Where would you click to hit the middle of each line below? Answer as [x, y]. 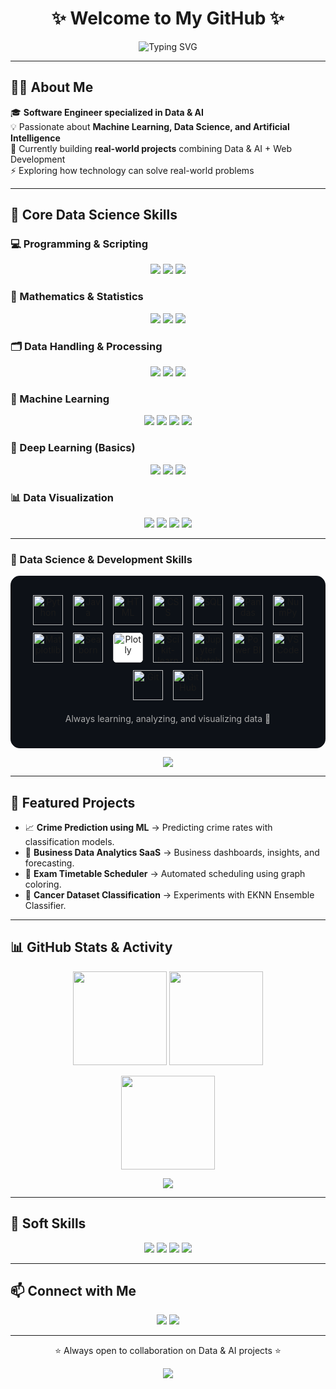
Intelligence [35, 138]
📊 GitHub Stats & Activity [91, 947]
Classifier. [45, 906]
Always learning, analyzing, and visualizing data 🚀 [168, 719]
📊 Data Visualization [62, 497]
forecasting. [49, 863]
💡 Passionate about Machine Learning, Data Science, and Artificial [150, 126]
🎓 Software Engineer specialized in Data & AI [107, 112]
